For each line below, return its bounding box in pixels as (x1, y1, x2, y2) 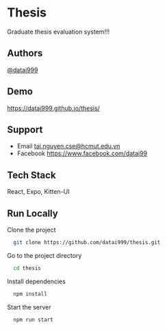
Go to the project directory (7, 251, 82, 259)
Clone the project (7, 225, 56, 234)
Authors (7, 47, 43, 59)
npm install (13, 290, 48, 297)
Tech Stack (7, 169, 56, 181)
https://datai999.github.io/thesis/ (7, 104, 101, 112)
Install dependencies (7, 277, 66, 285)
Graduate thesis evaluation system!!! (7, 27, 110, 36)
